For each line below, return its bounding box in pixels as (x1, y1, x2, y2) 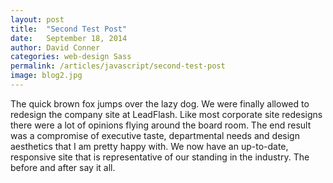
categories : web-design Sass (10, 52, 132, 62)
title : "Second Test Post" (10, 24, 128, 34)
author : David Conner (10, 42, 101, 53)
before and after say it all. (10, 161, 116, 173)
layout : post (10, 14, 65, 25)
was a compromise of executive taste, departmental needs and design (10, 129, 300, 141)
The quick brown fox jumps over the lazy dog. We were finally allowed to (10, 97, 310, 110)
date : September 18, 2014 (10, 33, 128, 43)
